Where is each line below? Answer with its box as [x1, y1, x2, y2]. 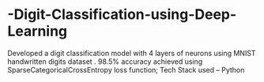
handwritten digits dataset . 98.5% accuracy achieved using [7, 57, 203, 66]
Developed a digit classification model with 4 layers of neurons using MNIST [7, 48, 256, 58]
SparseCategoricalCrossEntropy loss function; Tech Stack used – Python [7, 65, 245, 74]
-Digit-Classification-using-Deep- [7, 6, 237, 24]
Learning [7, 22, 68, 40]
